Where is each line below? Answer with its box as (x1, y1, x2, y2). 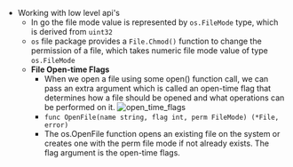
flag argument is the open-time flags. (44, 147, 180, 158)
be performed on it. (44, 102, 115, 112)
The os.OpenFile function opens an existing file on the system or (44, 129, 281, 139)
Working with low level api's (17, 8, 120, 18)
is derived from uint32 (30, 27, 113, 36)
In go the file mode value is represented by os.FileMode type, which (30, 17, 279, 28)
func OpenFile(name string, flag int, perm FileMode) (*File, (44, 113, 280, 122)
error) (44, 121, 69, 130)
